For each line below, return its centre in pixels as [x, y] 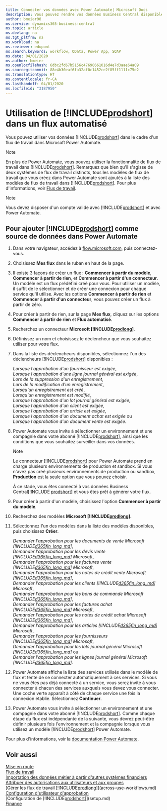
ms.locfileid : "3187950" [31, 88]
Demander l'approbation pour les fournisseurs [60, 636]
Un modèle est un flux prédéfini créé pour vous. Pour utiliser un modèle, [86, 284]
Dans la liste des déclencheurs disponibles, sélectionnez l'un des [79, 354]
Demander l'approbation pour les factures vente [62, 562]
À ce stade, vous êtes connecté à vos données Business [70, 487]
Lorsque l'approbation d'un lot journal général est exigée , [72, 401]
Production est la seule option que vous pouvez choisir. [70, 477]
